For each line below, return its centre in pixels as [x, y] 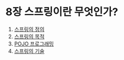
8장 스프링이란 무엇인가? [62, 12]
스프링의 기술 [29, 51]
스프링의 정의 [29, 29]
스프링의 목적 [29, 36]
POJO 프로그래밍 [34, 44]
